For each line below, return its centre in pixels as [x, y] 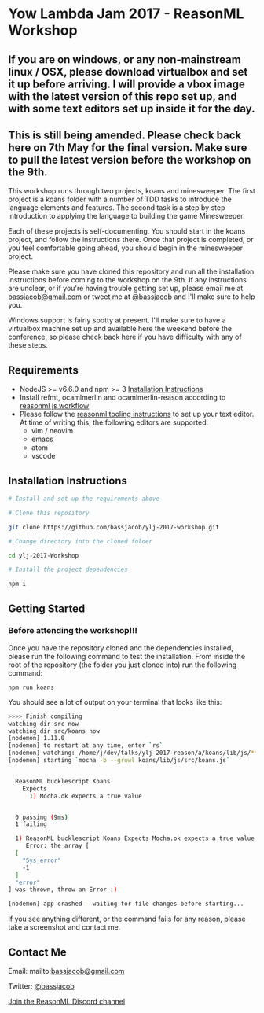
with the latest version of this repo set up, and [123, 96]
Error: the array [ [57, 846]
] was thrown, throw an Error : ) [63, 890]
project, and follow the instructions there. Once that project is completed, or [131, 240]
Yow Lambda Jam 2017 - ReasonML [126, 14]
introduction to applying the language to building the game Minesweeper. [126, 216]
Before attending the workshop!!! [73, 631]
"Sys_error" [42, 860]
